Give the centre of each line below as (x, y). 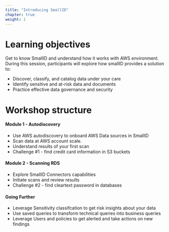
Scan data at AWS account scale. (47, 141)
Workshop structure (48, 110)
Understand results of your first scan (51, 146)
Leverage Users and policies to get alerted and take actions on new (82, 219)
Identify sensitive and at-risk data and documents (64, 84)
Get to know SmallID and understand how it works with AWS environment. (82, 58)
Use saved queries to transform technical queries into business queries (87, 213)
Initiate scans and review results (46, 179)
